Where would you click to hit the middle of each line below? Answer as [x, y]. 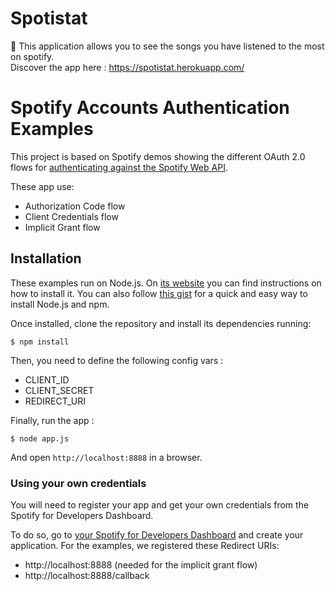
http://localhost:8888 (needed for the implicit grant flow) [141, 564]
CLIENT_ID [47, 379]
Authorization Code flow [75, 206]
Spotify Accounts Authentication [150, 108]
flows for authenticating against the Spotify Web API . [119, 167]
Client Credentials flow [71, 216]
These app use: [42, 186]
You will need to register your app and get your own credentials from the [160, 504]
